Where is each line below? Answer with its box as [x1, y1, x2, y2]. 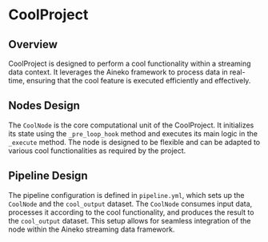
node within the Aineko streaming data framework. [8, 224, 175, 234]
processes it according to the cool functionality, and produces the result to [8, 207, 254, 217]
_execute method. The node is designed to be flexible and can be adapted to [8, 137, 261, 147]
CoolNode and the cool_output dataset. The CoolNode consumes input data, [8, 199, 253, 208]
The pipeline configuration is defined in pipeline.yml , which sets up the [8, 190, 245, 200]
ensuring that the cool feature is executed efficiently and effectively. [26, 76, 251, 85]
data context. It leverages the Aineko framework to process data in [8, 67, 228, 77]
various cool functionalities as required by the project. [8, 146, 186, 155]
